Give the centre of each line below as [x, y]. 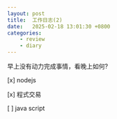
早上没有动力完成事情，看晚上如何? [58, 66]
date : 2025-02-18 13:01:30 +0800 [59, 26]
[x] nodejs [22, 80]
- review [32, 39]
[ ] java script [26, 108]
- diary [31, 46]
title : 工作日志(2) [35, 20]
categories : [24, 33]
